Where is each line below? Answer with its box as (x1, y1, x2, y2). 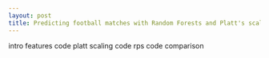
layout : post (8, 11, 52, 20)
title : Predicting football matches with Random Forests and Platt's (8, 19, 246, 27)
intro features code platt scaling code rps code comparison (8, 41, 204, 50)
